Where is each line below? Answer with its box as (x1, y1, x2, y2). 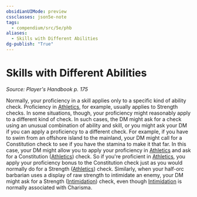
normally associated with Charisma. (6, 184, 93, 191)
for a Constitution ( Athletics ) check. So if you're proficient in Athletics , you (6, 153, 186, 160)
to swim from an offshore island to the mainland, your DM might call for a (6, 134, 182, 141)
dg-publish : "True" (6, 42, 54, 47)
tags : (6, 19, 19, 25)
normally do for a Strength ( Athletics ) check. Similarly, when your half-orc (6, 165, 185, 172)
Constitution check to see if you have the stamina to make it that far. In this (6, 140, 186, 147)
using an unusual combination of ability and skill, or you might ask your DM (6, 122, 188, 129)
